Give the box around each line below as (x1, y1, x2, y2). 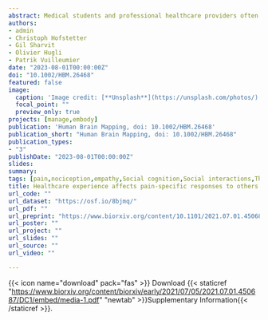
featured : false (8, 78, 62, 86)
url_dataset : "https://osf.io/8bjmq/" (8, 197, 137, 205)
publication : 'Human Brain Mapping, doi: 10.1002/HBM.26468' (8, 123, 216, 131)
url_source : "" (8, 242, 59, 250)
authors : (8, 19, 37, 27)
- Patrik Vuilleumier (8, 57, 81, 65)
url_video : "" (8, 249, 56, 257)
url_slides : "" (8, 235, 59, 243)
